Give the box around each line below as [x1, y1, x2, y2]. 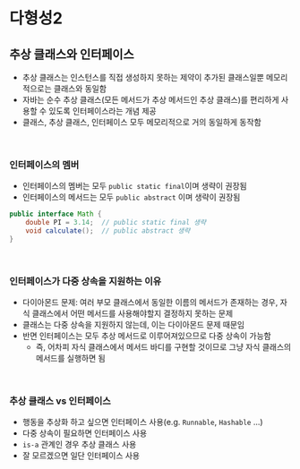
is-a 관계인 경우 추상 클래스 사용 [21, 439, 137, 450]
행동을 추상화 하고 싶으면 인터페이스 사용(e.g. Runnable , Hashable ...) [21, 417, 263, 428]
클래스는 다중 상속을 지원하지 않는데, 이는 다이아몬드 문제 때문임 [21, 320, 244, 330]
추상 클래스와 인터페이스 [9, 47, 134, 62]
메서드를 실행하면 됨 [35, 353, 106, 363]
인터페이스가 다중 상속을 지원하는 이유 [9, 275, 162, 287]
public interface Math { [9, 209, 102, 219]
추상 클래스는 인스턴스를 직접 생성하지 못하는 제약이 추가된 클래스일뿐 [21, 72, 264, 82]
